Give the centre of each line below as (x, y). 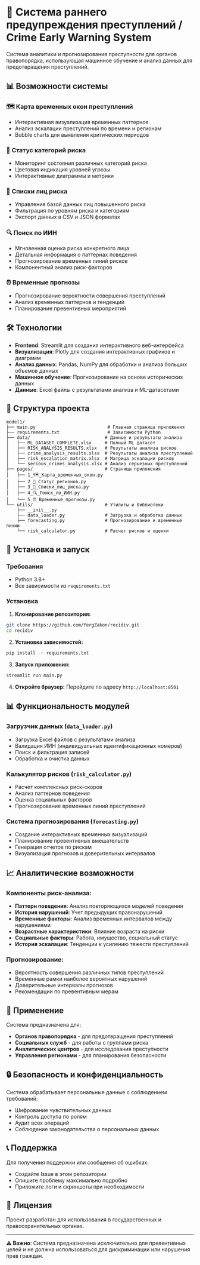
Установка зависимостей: (49, 642)
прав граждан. (25, 1256)
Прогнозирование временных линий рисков (71, 261)
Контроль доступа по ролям (51, 1116)
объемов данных (36, 370)
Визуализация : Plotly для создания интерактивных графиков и (95, 351)
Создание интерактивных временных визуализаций (81, 834)
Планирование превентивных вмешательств (72, 841)
